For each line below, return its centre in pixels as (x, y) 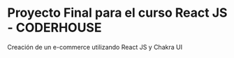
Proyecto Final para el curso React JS (117, 13)
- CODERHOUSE (54, 28)
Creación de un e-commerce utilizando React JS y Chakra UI (95, 47)
